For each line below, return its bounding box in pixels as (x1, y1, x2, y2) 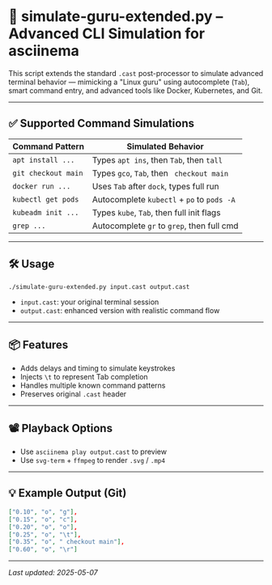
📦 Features (8, 337, 69, 351)
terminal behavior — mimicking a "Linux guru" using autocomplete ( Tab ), (8, 77, 250, 87)
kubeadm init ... (12, 208, 79, 217)
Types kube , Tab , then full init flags (91, 206, 221, 218)
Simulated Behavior (126, 141, 204, 152)
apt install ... (12, 155, 75, 164)
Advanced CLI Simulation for (8, 24, 205, 43)
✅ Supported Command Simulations (8, 117, 194, 130)
